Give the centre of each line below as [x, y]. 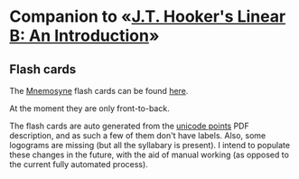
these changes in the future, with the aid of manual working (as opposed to [149, 155]
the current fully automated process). [79, 164]
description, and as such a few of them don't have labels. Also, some [138, 136]
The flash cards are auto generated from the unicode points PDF [130, 126]
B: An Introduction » [84, 36]
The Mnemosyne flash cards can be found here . [99, 91]
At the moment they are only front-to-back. [89, 108]
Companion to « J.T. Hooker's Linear [148, 17]
